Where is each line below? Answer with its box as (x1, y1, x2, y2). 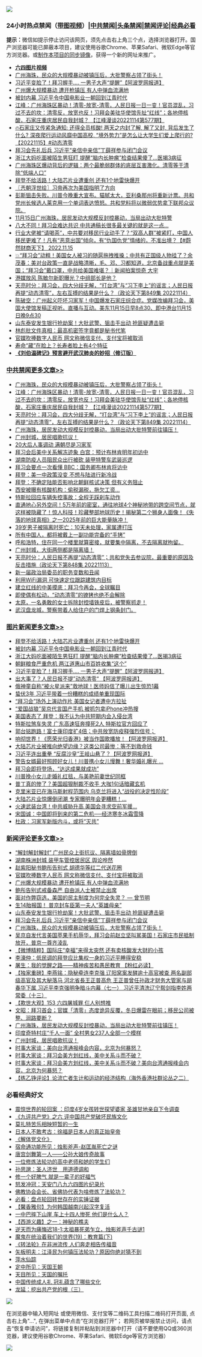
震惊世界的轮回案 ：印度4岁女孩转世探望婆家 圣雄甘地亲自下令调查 (14, 1106, 180, 1113)
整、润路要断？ (14, 1014, 52, 1022)
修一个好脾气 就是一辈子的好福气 (14, 1173, 96, 1180)
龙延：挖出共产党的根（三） (14, 1286, 84, 1293)
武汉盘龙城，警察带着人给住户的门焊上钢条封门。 (14, 606, 136, 613)
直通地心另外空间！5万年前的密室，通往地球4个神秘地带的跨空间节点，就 (14, 501, 196, 508)
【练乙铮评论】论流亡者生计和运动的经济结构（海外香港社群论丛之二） (14, 1075, 189, 1082)
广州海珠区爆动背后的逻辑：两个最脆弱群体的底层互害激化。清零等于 (14, 162, 184, 169)
